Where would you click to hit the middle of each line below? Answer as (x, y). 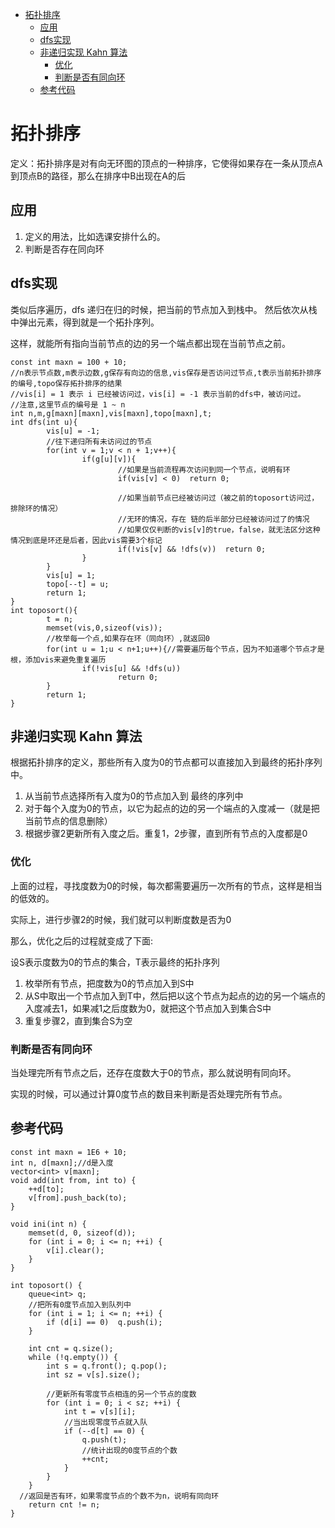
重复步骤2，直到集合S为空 (78, 1020)
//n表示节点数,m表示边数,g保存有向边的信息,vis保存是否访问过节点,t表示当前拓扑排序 (166, 373)
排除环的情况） (36, 508)
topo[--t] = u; (78, 584)
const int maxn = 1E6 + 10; (69, 1152)
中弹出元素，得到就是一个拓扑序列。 (85, 322)
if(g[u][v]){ (109, 459)
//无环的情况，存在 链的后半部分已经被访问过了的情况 (213, 519)
